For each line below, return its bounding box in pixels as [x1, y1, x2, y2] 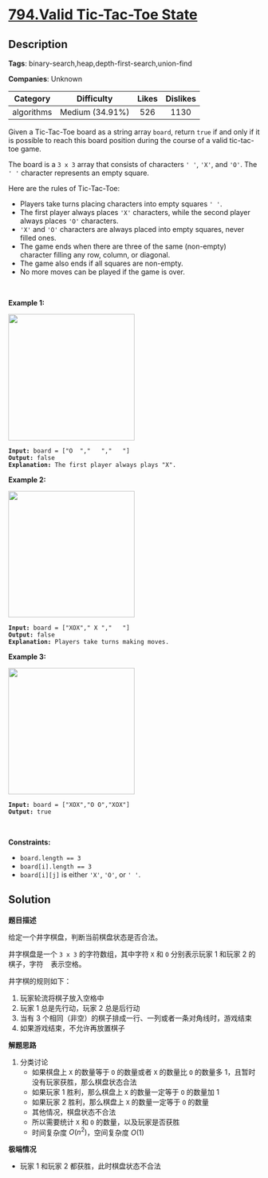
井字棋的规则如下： [8, 976, 72, 985]
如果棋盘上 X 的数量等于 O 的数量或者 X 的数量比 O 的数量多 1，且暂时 [31, 1067, 256, 1076]
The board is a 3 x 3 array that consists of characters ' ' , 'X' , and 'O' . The [8, 160, 258, 169]
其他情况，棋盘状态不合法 [31, 1107, 116, 1116]
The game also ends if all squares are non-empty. [19, 258, 183, 268]
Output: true [8, 808, 52, 816]
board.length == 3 [19, 854, 81, 862]
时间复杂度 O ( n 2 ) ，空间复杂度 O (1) [31, 1126, 145, 1137]
